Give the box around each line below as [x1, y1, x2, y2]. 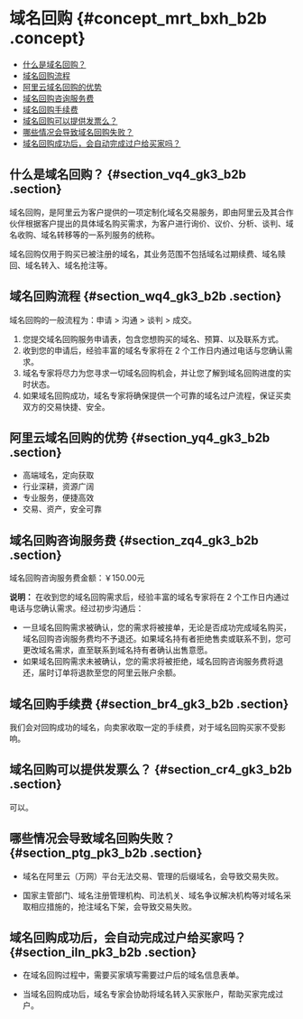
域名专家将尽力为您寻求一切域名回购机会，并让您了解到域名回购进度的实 [22, 367, 291, 378]
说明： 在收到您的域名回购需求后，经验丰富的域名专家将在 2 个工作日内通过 [9, 592, 290, 603]
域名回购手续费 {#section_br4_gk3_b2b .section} [9, 696, 289, 711]
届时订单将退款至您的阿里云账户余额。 [38, 667, 181, 678]
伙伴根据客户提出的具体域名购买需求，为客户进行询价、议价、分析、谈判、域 [9, 218, 294, 228]
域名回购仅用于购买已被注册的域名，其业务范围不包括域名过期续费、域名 [9, 248, 278, 259]
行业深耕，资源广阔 [22, 481, 95, 492]
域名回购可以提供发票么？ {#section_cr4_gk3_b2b [9, 762, 292, 777]
